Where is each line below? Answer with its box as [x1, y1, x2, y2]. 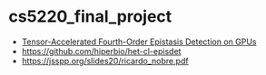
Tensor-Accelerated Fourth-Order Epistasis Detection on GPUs [21, 36, 257, 47]
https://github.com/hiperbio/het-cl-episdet [21, 45, 182, 56]
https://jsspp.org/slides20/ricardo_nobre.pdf [21, 55, 189, 66]
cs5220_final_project [8, 6, 172, 27]
